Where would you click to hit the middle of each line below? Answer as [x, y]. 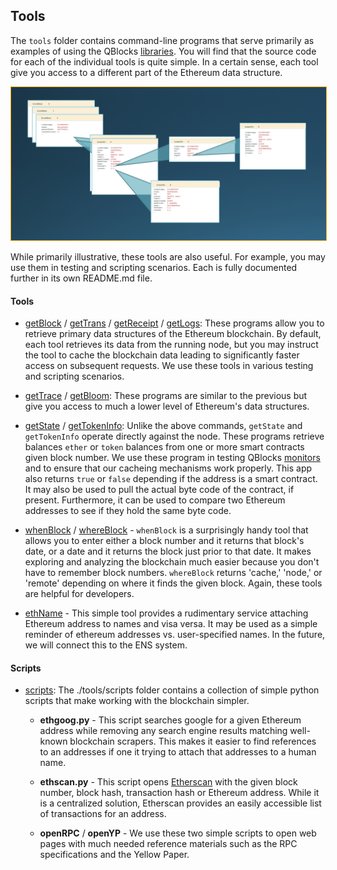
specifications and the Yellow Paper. [114, 855]
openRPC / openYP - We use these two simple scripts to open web [178, 833]
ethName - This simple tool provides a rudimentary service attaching [166, 613]
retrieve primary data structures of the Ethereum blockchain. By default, [173, 334]
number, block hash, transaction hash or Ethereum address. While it [179, 793]
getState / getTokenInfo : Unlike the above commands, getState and [163, 426]
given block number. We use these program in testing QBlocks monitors [172, 458]
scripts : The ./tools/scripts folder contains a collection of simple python [172, 690]
